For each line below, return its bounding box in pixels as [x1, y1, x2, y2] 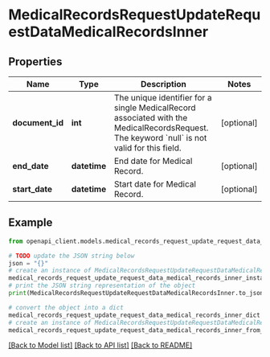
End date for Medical [113, 155, 193, 166]
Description [140, 79, 186, 89]
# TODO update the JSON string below [8, 252, 135, 260]
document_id [12, 117, 64, 128]
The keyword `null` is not [113, 133, 207, 143]
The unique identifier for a [113, 92, 212, 103]
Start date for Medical [113, 178, 197, 190]
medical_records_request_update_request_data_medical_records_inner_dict [8, 311, 261, 319]
